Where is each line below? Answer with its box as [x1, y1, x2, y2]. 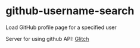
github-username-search [5, 4, 135, 18]
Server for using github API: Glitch [5, 35, 89, 42]
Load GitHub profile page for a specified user [5, 24, 117, 31]
